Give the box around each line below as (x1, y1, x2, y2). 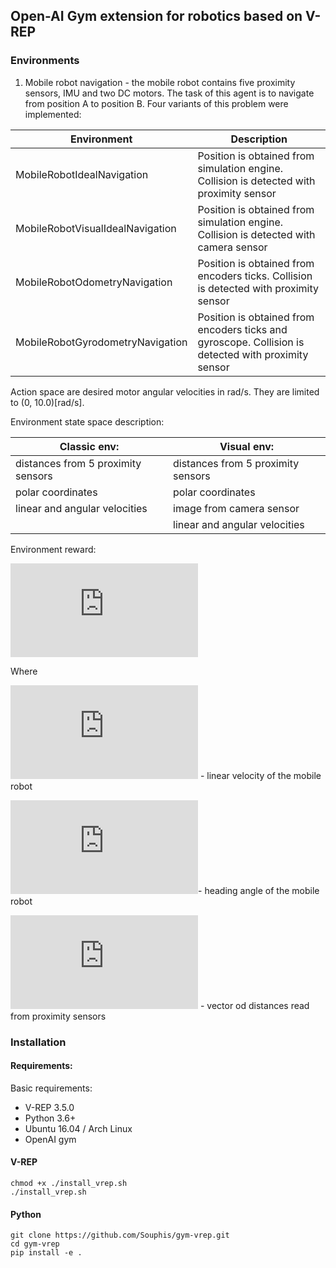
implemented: (24, 108, 82, 120)
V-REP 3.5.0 (24, 1101, 75, 1113)
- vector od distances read (199, 999, 310, 1011)
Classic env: (59, 439, 120, 453)
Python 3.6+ (24, 1112, 77, 1124)
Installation (10, 1035, 67, 1049)
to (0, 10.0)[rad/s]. (10, 396, 85, 408)
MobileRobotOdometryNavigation (15, 275, 173, 289)
